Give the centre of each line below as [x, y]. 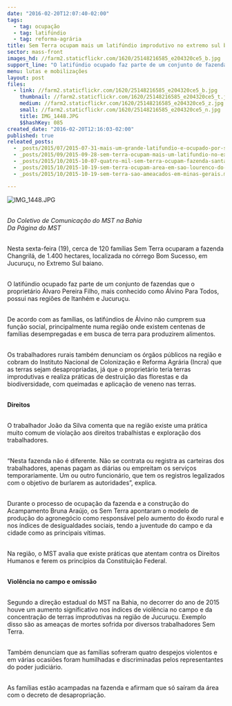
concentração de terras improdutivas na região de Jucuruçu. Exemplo [107, 617]
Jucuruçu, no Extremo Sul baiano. [55, 263]
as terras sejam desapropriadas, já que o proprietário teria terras [99, 369]
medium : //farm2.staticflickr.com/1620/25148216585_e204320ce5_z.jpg [122, 104]
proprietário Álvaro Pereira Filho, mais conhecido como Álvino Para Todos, [113, 291]
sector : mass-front [35, 52]
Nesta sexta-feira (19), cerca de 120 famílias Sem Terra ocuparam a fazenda [116, 248]
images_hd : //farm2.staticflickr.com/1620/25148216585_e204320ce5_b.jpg [114, 59]
